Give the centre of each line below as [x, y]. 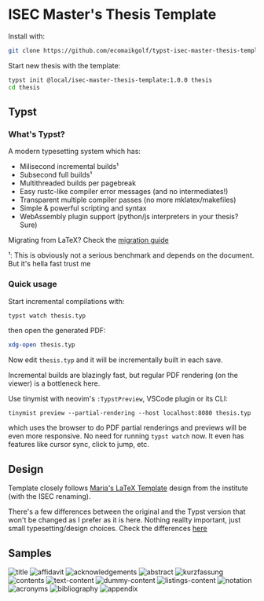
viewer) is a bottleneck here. [54, 383]
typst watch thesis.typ [47, 316]
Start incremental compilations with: [66, 301]
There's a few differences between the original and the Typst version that [127, 511]
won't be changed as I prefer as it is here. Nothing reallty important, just [125, 520]
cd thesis [24, 87]
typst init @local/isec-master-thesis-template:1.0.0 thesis [110, 80]
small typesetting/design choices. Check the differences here [108, 529]
